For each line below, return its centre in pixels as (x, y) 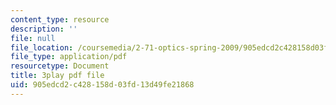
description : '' (44, 29)
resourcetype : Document (60, 66)
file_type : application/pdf (69, 57)
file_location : (42, 47)
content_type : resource (60, 19)
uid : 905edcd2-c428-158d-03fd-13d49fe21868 (102, 85)
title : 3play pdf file (57, 76)
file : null (33, 38)
